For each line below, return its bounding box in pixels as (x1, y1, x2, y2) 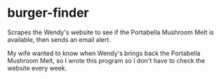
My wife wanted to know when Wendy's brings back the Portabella (7, 49, 201, 57)
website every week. (7, 64, 67, 72)
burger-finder (7, 5, 89, 21)
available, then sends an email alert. (7, 35, 111, 43)
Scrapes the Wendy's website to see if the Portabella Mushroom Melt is (7, 28, 214, 36)
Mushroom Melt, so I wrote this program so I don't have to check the (7, 56, 206, 64)
